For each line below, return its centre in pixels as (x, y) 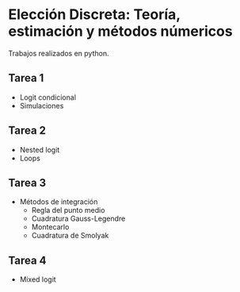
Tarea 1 (26, 78)
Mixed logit (38, 279)
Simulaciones (42, 105)
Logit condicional (48, 97)
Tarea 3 (27, 182)
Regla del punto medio (68, 210)
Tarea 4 (27, 260)
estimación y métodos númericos (120, 31)
